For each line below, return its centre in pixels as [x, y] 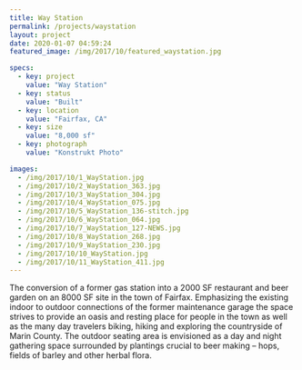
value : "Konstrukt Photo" [75, 153]
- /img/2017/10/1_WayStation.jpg [81, 177]
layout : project [40, 35]
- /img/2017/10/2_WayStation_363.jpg [89, 186]
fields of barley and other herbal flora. [81, 355]
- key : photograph [53, 145]
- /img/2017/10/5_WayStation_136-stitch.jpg [103, 211]
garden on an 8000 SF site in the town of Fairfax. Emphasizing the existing [149, 297]
